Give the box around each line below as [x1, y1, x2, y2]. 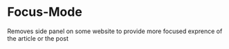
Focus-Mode [7, 4, 83, 20]
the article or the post [7, 34, 69, 42]
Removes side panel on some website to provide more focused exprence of [7, 27, 223, 35]
